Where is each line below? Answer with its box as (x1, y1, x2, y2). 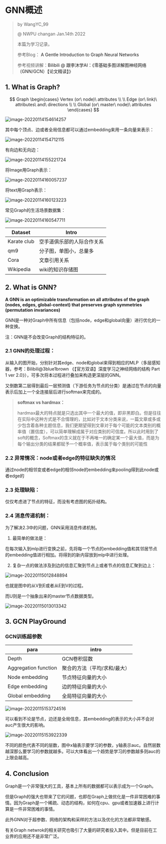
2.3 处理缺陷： (5, 486, 40, 493)
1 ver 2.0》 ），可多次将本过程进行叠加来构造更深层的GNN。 (5, 372, 124, 378)
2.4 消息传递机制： (5, 512, 51, 519)
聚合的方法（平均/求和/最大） (61, 665, 130, 672)
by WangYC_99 (17, 21, 49, 27)
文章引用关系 (39, 256, 69, 263)
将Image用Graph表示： (5, 167, 53, 173)
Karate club (7, 238, 35, 244)
